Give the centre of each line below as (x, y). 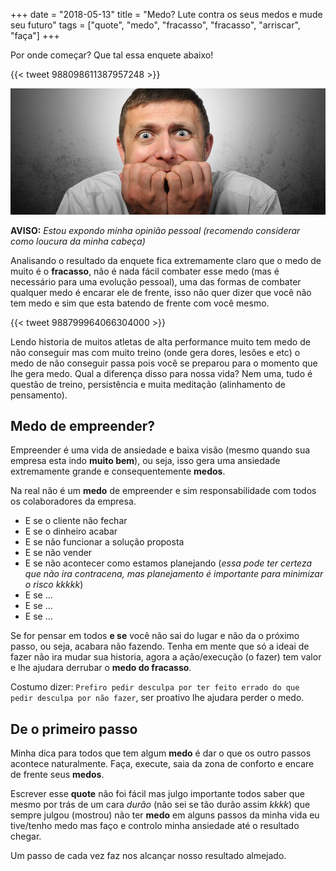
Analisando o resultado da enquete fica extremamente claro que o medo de (166, 260)
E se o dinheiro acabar (71, 531)
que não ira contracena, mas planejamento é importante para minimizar (174, 574)
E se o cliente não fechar (76, 521)
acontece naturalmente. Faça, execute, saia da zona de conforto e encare (162, 764)
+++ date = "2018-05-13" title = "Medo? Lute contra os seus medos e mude (166, 14)
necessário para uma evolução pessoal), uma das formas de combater (156, 281)
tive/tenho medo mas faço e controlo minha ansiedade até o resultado (155, 826)
